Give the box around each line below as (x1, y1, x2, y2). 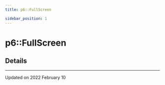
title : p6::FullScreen (5, 7, 52, 12)
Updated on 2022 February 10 (5, 74, 66, 80)
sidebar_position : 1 (5, 16, 48, 21)
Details (5, 57, 27, 65)
